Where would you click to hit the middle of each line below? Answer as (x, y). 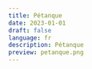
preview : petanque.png (46, 52)
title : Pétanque (35, 15)
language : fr (30, 38)
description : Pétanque (46, 45)
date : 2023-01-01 (37, 23)
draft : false (30, 30)
